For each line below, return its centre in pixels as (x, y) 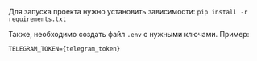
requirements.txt (37, 19)
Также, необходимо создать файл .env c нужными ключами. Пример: (129, 34)
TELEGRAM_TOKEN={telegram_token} (64, 49)
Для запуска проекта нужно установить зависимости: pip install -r (128, 12)
